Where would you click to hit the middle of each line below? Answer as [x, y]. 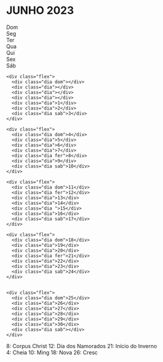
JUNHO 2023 [40, 11]
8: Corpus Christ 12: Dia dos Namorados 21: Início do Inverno [82, 346]
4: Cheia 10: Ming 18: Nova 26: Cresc [52, 352]
